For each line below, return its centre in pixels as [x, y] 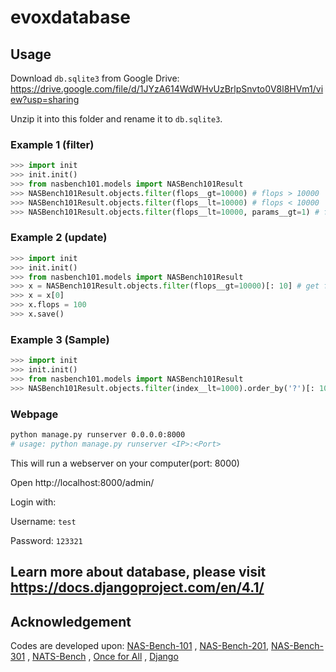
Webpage [34, 414]
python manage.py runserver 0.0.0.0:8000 [98, 435]
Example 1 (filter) [52, 144]
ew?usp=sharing [45, 99]
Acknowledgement [71, 621]
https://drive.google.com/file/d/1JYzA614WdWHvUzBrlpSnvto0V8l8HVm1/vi [167, 89]
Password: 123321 [46, 540]
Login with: [33, 502]
